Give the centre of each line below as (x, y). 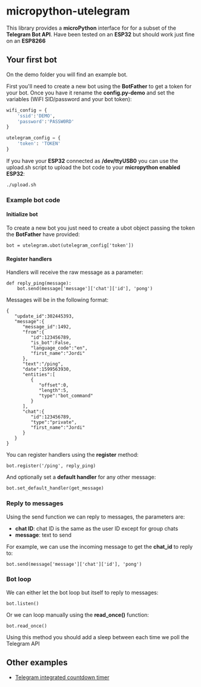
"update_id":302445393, (44, 316)
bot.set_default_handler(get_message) (55, 488)
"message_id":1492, (47, 327)
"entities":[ (39, 375)
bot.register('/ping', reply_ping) (51, 466)
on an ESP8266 (26, 41)
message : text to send (43, 535)
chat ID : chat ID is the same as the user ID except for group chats (97, 528)
